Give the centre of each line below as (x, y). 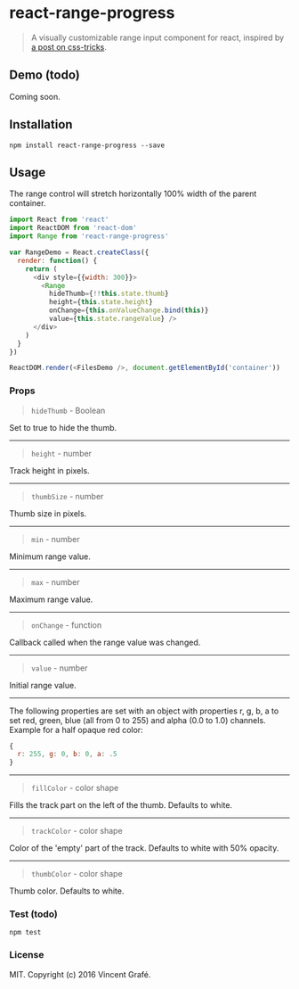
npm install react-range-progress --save (87, 145)
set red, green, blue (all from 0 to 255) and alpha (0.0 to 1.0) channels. (137, 720)
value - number (59, 668)
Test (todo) (33, 914)
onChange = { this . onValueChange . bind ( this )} (129, 310)
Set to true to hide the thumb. (63, 427)
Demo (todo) (44, 75)
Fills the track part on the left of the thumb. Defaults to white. (121, 805)
